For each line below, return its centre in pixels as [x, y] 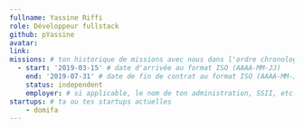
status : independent [64, 85]
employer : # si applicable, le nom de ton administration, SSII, [152, 93]
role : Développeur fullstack [64, 26]
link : [19, 51]
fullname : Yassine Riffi [56, 18]
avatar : [24, 43]
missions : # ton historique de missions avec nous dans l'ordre [133, 59]
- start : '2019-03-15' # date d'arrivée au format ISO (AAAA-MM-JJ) [149, 69]
